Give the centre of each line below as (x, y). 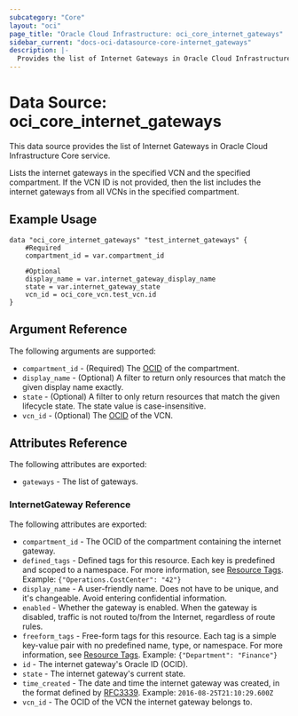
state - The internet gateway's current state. (104, 673)
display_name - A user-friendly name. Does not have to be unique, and (150, 588)
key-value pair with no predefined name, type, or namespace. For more (153, 645)
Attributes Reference (68, 443)
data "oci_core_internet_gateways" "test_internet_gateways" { (129, 240)
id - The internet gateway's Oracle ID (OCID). (105, 664)
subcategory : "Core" (47, 17)
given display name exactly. (73, 386)
